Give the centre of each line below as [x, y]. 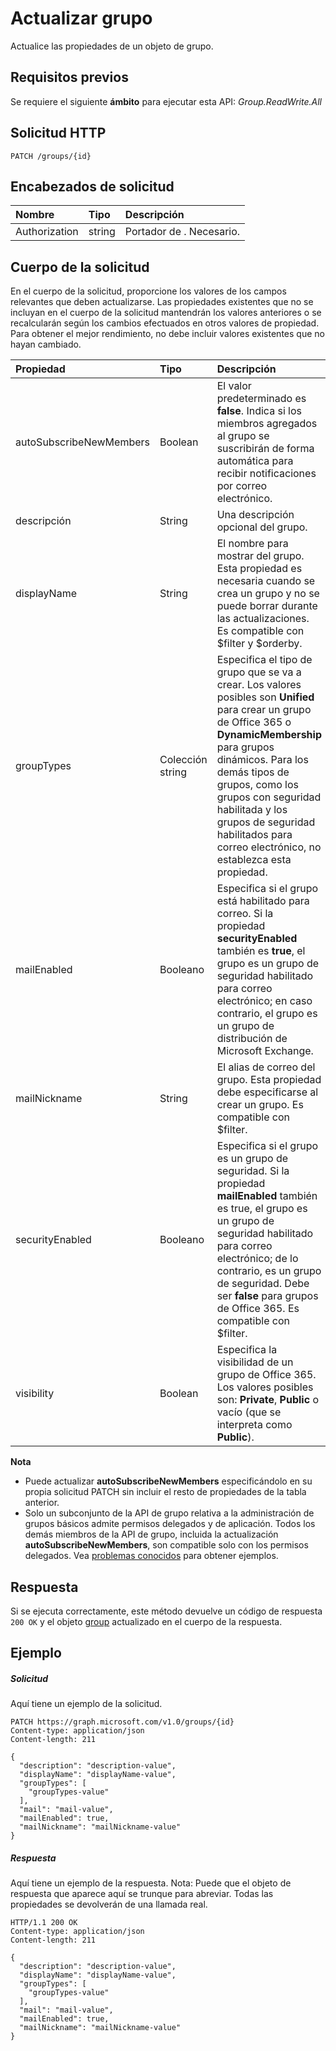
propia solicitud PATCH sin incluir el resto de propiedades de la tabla [165, 1492]
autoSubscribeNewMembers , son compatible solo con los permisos [166, 1545]
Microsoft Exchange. [265, 1051]
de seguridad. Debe [263, 1284]
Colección [183, 760]
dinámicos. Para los [262, 760]
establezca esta [254, 860]
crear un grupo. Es [260, 1105]
